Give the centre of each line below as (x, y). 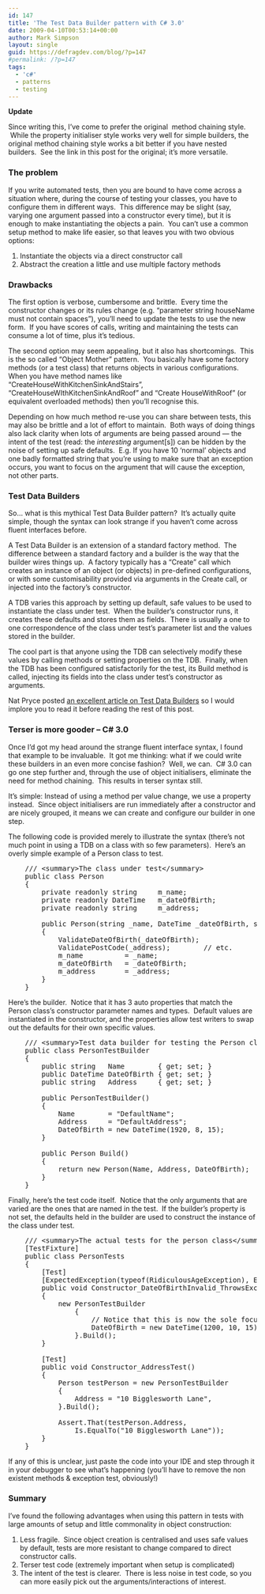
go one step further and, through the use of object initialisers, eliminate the (130, 772)
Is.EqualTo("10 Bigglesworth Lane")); (149, 1430)
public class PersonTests (75, 1256)
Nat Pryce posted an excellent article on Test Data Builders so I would (121, 700)
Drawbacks (30, 284)
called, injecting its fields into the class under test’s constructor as (116, 677)
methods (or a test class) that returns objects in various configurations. (123, 367)
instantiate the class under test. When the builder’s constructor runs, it (123, 611)
